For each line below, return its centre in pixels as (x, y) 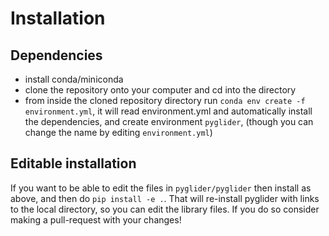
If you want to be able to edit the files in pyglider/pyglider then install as (161, 188)
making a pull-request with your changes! (96, 219)
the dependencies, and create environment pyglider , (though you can (169, 121)
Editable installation (73, 163)
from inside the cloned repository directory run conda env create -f (165, 100)
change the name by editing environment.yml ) (118, 132)
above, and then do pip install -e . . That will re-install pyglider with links (165, 198)
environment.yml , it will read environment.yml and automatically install (168, 111)
